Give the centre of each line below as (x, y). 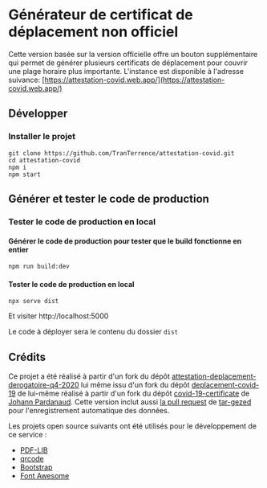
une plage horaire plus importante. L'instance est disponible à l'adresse (126, 71)
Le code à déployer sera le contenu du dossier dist (93, 332)
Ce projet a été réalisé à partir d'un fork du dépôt (89, 376)
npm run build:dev (39, 267)
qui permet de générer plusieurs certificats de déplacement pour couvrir (128, 63)
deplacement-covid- (225, 385)
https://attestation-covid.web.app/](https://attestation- (135, 80)
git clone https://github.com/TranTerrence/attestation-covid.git (121, 153)
